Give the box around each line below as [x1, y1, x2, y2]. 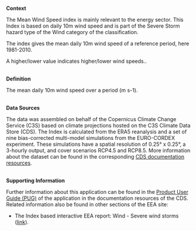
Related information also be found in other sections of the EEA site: [6, 201, 169, 207]
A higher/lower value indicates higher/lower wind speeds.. [6, 58, 147, 65]
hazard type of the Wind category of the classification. [6, 29, 139, 35]
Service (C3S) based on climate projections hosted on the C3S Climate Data [6, 122, 191, 129]
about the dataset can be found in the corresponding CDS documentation [6, 153, 185, 160]
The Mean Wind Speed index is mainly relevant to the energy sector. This [6, 16, 184, 23]
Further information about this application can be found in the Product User [6, 189, 189, 195]
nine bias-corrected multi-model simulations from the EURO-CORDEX [6, 135, 175, 141]
